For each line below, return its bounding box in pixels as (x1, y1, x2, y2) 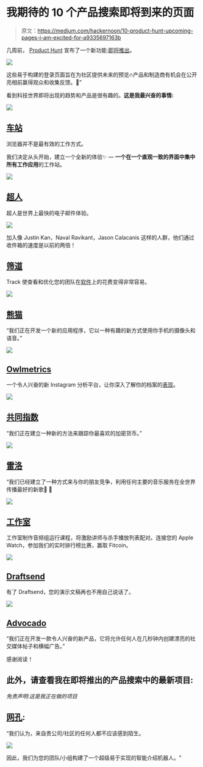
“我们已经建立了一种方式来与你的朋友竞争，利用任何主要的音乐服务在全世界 (6, 478, 196, 485)
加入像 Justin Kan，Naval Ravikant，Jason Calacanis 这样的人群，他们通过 (6, 234, 194, 241)
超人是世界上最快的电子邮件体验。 (6, 209, 92, 217)
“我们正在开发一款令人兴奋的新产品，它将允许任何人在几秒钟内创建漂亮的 (6, 635, 191, 642)
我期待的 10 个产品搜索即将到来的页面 (6, 6, 194, 20)
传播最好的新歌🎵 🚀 (6, 486, 53, 493)
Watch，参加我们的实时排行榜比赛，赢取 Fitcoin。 (6, 542, 132, 549)
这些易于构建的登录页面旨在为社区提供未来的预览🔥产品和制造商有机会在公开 (6, 71, 198, 78)
